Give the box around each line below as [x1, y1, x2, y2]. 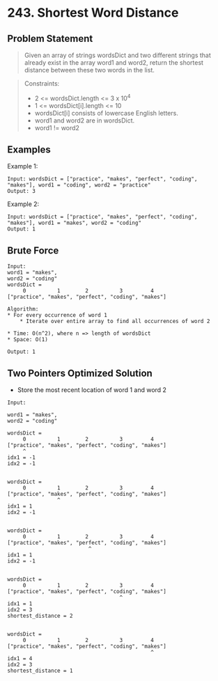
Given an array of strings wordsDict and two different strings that [24, 51, 211, 59]
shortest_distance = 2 [7, 613, 73, 620]
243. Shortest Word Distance [7, 5, 179, 21]
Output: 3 [7, 188, 36, 195]
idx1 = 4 [7, 655, 33, 662]
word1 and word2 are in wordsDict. [34, 116, 135, 125]
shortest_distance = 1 [7, 667, 73, 675]
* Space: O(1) [7, 336, 49, 343]
